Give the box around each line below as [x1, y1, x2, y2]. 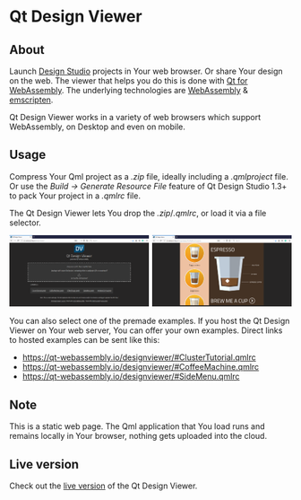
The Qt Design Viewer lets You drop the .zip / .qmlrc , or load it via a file [9, 207, 267, 218]
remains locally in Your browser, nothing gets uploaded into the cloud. [9, 431, 267, 442]
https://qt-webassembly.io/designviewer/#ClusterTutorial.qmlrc [21, 352, 257, 363]
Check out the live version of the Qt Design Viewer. [9, 480, 198, 491]
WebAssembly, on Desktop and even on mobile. [9, 121, 186, 132]
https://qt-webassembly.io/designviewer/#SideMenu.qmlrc [21, 371, 240, 382]
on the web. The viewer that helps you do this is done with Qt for [9, 75, 248, 86]
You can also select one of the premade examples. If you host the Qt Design [9, 316, 290, 327]
